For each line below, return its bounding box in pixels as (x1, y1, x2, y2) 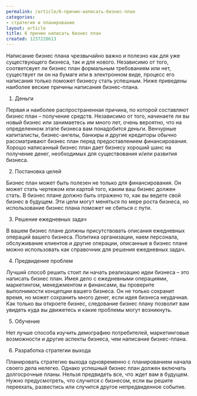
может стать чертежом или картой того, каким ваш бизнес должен (6, 186, 176, 192)
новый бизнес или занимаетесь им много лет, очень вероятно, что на (6, 119, 182, 126)
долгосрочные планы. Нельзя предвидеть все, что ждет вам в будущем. (6, 371, 189, 378)
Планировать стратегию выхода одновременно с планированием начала (6, 358, 192, 365)
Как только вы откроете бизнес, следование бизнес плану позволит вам (6, 300, 189, 307)
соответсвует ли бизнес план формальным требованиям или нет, (6, 65, 172, 71)
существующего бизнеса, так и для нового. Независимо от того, (6, 58, 169, 65)
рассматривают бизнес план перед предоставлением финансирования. (6, 138, 188, 144)
